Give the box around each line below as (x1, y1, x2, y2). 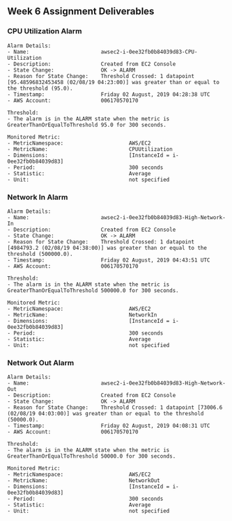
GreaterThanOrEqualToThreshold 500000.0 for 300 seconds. (7, 287, 179, 294)
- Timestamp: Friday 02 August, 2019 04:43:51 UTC (7, 257, 210, 264)
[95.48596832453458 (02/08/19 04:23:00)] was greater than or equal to (7, 79, 219, 86)
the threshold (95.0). (7, 85, 73, 92)
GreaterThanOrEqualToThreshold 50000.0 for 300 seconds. (7, 453, 176, 460)
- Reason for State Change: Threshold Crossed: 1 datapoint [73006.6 (7, 404, 223, 411)
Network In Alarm (7, 192, 68, 202)
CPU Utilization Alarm (7, 26, 82, 36)
